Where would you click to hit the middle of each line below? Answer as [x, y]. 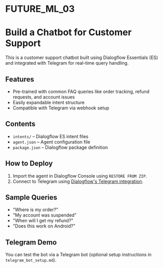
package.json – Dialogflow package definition [60, 147]
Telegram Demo [31, 242]
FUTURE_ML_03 [40, 9]
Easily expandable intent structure [49, 102]
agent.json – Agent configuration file [51, 142]
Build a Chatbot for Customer [68, 33]
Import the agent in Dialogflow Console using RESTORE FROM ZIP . [80, 176]
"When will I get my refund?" [43, 221]
